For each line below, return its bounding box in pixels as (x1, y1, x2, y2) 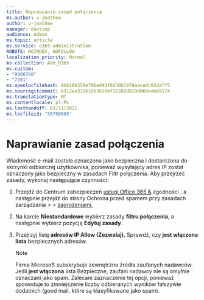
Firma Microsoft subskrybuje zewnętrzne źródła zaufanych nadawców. (15, 261, 193, 268)
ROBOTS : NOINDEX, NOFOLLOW (6, 49, 75, 55)
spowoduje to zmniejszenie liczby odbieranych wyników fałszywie (15, 281, 181, 288)
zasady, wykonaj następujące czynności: (6, 176, 109, 184)
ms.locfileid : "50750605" (6, 111, 72, 117)
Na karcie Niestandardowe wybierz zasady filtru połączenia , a (15, 213, 175, 220)
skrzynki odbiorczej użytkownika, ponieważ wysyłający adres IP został (6, 164, 184, 171)
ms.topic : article (6, 37, 53, 43)
